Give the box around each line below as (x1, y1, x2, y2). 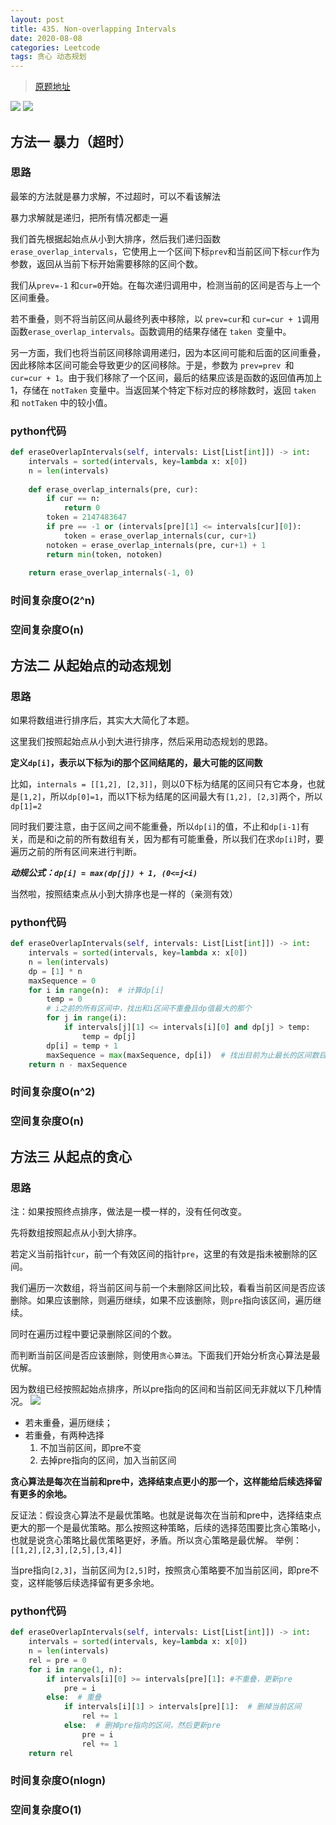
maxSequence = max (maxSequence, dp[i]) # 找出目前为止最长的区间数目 (46, 1050, 327, 1060)
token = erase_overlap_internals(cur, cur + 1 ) (63, 531, 257, 541)
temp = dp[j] (81, 1031, 137, 1041)
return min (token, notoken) (46, 549, 163, 560)
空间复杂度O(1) (10, 1803, 82, 1817)
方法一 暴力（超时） (10, 133, 132, 150)
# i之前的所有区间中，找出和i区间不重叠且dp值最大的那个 (46, 1004, 252, 1014)
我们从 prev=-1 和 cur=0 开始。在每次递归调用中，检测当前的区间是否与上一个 (10, 279, 321, 291)
